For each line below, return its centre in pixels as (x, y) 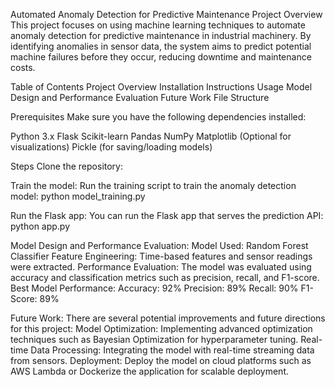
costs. (23, 67)
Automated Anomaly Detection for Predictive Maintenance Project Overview (166, 14)
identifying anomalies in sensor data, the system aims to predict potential (161, 46)
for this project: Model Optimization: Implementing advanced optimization (161, 328)
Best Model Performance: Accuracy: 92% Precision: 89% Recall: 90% (154, 288)
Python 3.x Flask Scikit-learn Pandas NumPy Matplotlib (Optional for (151, 136)
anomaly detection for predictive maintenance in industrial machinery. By (161, 35)
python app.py (40, 226)
